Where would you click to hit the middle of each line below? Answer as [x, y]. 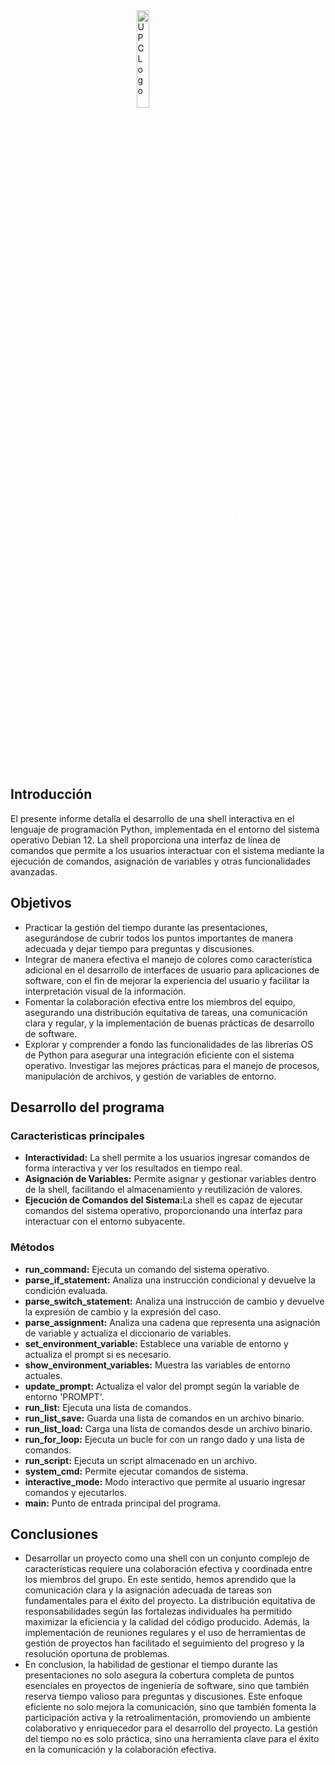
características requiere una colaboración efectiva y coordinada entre [168, 1569]
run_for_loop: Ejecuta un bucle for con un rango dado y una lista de [164, 1439]
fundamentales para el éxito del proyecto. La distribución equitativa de [170, 1601]
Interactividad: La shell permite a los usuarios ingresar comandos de [167, 1158]
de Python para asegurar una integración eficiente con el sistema [159, 1055]
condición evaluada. [66, 1290]
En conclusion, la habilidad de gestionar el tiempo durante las [151, 1665]
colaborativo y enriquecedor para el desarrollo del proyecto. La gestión [171, 1728]
